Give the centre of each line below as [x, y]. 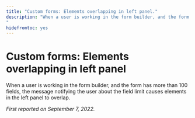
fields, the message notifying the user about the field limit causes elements [96, 92]
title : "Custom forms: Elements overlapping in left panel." [82, 11]
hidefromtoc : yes [27, 28]
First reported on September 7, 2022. [51, 109]
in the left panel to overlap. [38, 98]
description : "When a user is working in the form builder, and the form [98, 17]
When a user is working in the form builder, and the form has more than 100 [97, 85]
